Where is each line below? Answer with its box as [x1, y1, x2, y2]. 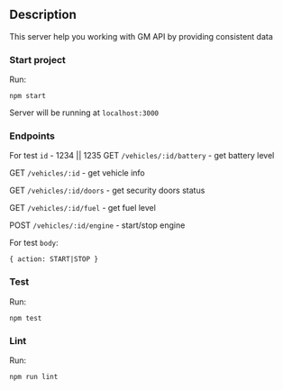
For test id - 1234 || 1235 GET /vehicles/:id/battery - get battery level [9, 150, 275, 161]
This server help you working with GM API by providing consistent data [9, 31, 273, 41]
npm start [9, 92, 47, 101]
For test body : [9, 238, 59, 249]
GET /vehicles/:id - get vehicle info [9, 168, 146, 178]
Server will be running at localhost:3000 [9, 107, 160, 118]
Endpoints [9, 130, 56, 142]
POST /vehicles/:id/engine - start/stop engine [9, 220, 186, 231]
